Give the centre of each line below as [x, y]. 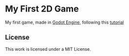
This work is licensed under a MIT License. [48, 49]
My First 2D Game [42, 9]
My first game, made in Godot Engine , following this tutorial [64, 22]
